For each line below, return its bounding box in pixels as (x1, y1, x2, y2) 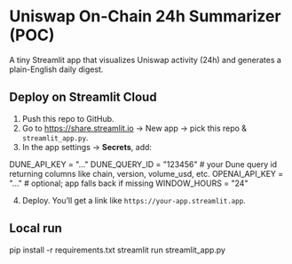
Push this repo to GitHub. (21, 113, 114, 124)
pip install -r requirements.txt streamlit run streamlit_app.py (9, 244, 226, 255)
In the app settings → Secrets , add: (21, 141, 153, 152)
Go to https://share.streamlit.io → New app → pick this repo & (21, 123, 247, 133)
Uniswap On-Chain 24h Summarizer (9, 6, 281, 27)
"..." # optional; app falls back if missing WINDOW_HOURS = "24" (9, 178, 249, 188)
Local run (9, 220, 62, 236)
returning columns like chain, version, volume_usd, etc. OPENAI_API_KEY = (9, 168, 284, 179)
